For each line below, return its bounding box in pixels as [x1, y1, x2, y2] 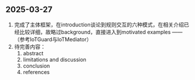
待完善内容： [14, 43, 46, 50]
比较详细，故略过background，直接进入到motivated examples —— [19, 28, 183, 35]
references [23, 68, 50, 75]
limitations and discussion [23, 56, 87, 63]
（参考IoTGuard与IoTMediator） [14, 35, 92, 43]
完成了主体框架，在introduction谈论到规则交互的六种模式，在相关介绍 [14, 21, 184, 28]
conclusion [23, 62, 50, 69]
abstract [23, 49, 44, 56]
